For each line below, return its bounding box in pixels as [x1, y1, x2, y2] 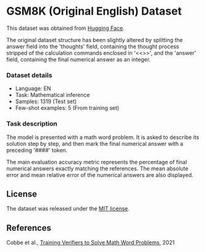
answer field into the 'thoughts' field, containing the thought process [6, 43, 179, 50]
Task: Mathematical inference [15, 92, 90, 99]
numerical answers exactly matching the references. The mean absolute [6, 165, 188, 172]
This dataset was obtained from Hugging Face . [6, 24, 125, 32]
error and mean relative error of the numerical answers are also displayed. [6, 171, 194, 178]
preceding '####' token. [6, 146, 68, 154]
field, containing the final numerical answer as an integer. [6, 56, 151, 63]
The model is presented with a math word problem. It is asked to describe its [6, 133, 199, 141]
